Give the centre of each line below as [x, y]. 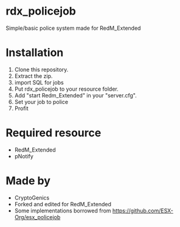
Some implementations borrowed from [63, 211]
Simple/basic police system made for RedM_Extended [73, 28]
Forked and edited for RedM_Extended [63, 204]
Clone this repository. [41, 69]
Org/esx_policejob [37, 217]
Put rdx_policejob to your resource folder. [67, 89]
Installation [35, 53]
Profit [21, 108]
